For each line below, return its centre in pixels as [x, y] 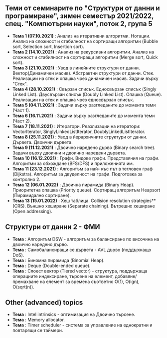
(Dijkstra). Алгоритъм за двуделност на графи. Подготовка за [78, 174]
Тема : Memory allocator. [38, 320]
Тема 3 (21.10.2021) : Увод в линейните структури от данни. [76, 67]
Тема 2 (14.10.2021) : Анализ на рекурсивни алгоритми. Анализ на [83, 51]
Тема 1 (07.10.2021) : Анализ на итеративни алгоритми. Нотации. [81, 36]
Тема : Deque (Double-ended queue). [51, 265]
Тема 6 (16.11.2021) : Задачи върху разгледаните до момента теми [83, 115]
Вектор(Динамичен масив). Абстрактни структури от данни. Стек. [83, 73]
